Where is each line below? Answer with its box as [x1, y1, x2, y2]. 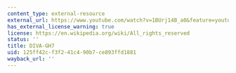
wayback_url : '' [7, 56, 55, 63]
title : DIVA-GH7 [7, 42, 55, 49]
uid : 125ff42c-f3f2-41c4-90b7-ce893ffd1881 [7, 49, 137, 56]
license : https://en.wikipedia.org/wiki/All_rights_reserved [7, 29, 190, 37]
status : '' [7, 36, 39, 43]
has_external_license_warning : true [7, 23, 114, 30]
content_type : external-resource [7, 10, 105, 17]
